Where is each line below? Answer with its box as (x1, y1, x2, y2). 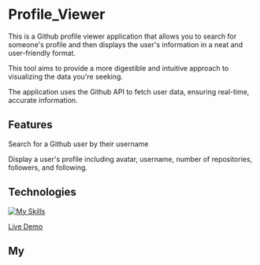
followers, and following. (8, 163, 88, 172)
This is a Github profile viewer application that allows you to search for (8, 31, 237, 41)
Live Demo (8, 222, 43, 231)
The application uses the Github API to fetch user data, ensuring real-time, (8, 86, 250, 96)
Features (8, 118, 53, 131)
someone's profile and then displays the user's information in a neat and (8, 39, 243, 49)
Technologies (8, 186, 77, 199)
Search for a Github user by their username (8, 139, 149, 149)
